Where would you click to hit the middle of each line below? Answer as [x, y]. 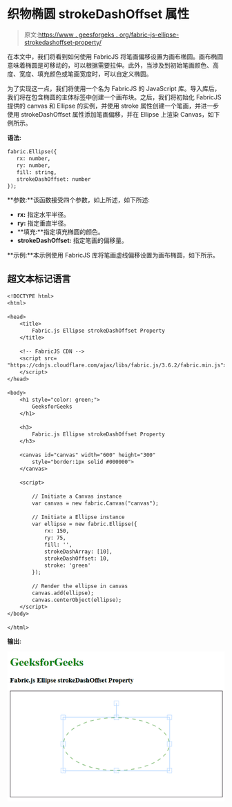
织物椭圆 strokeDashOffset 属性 [98, 14]
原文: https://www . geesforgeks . [71, 35]
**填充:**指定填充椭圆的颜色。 [60, 231]
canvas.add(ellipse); [63, 593]
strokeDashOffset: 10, [77, 558]
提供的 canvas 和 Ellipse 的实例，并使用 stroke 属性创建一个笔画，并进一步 [113, 106]
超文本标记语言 [39, 279]
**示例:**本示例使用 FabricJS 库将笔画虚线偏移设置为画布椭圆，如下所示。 [113, 255]
